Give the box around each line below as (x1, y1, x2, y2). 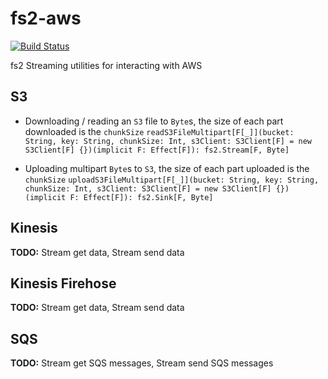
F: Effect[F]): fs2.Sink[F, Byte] (69, 192, 214, 202)
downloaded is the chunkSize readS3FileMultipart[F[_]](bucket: (24, 125, 295, 137)
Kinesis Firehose (10, 275, 117, 292)
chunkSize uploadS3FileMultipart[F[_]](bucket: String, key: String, (24, 175, 320, 185)
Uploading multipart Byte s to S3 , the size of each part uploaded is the (24, 162, 310, 174)
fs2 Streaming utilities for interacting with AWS (10, 59, 203, 71)
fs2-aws (10, 7, 82, 30)
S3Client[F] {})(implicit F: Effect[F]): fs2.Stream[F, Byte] (24, 145, 290, 155)
